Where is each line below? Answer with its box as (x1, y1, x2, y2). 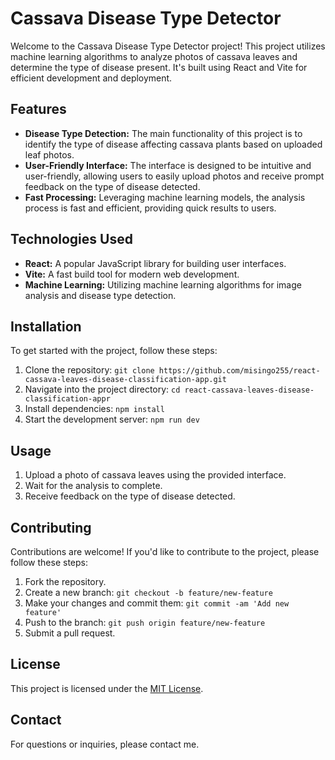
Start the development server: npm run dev (24, 413, 200, 426)
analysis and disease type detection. (24, 289, 177, 301)
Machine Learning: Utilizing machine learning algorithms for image (24, 278, 302, 291)
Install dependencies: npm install (24, 403, 165, 415)
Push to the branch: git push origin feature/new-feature (24, 617, 266, 628)
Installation (10, 318, 82, 335)
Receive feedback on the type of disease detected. (24, 490, 236, 502)
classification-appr (24, 394, 111, 404)
